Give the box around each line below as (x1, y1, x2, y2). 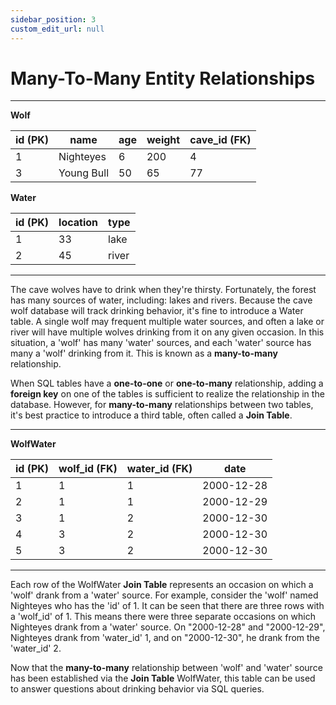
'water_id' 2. (10, 642, 62, 655)
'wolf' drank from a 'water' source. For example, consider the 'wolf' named (10, 589, 319, 601)
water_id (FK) (126, 462, 193, 476)
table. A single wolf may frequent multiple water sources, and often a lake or (10, 316, 325, 328)
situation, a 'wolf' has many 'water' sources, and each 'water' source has (10, 337, 312, 349)
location (58, 216, 99, 230)
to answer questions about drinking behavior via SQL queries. (10, 683, 265, 695)
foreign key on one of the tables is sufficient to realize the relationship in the (10, 388, 325, 400)
